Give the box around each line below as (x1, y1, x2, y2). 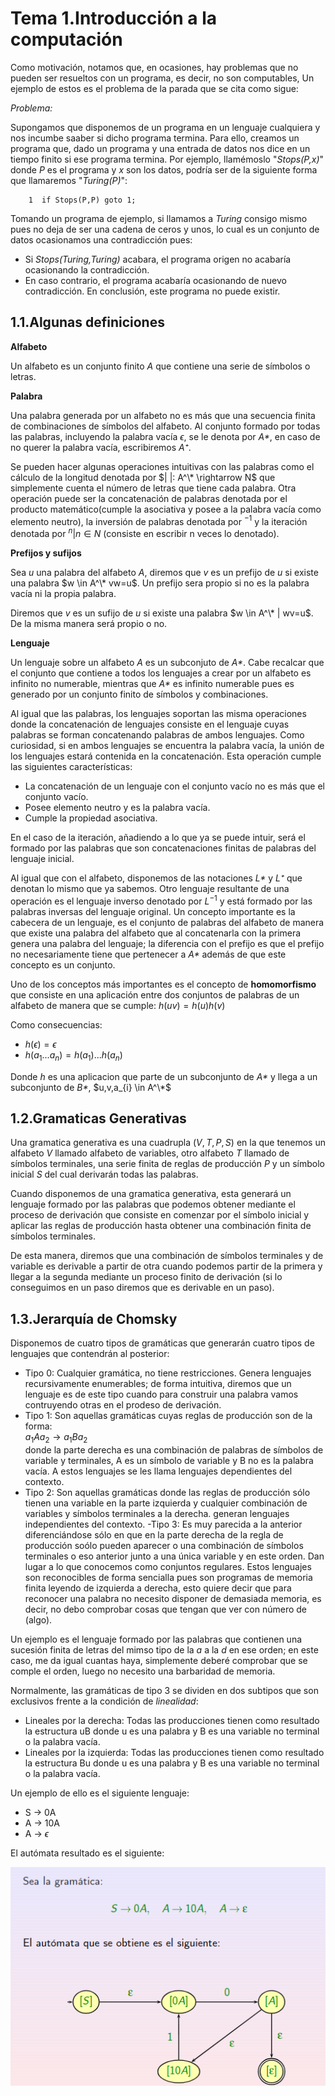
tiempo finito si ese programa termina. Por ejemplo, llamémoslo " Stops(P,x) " (10, 153, 325, 165)
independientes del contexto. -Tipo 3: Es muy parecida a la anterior (24, 1518, 303, 1530)
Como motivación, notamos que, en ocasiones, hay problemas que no (10, 61, 299, 73)
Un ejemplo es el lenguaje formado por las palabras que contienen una (10, 1633, 303, 1645)
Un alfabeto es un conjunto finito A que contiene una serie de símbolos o (10, 360, 311, 372)
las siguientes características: (10, 761, 133, 773)
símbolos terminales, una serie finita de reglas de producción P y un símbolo (10, 1158, 325, 1170)
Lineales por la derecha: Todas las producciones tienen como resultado (24, 1714, 320, 1726)
